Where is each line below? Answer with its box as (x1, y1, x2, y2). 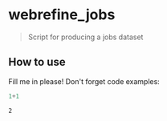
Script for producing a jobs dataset (27, 32, 144, 42)
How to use (8, 55, 66, 69)
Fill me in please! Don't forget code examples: (8, 76, 161, 86)
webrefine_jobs (8, 6, 116, 24)
